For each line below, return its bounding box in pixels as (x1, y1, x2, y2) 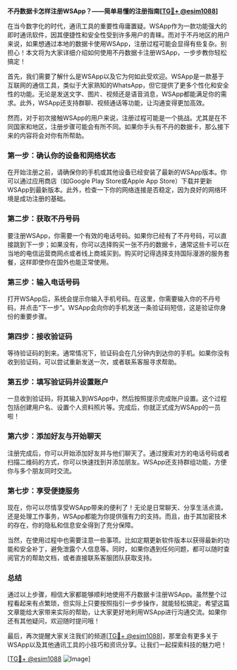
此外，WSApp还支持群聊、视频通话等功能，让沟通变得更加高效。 (19, 99, 209, 107)
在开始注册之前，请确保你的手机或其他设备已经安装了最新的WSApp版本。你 (7, 168, 227, 177)
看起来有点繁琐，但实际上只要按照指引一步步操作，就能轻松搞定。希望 (13, 599, 217, 608)
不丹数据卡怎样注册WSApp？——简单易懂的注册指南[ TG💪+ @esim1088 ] (7, 7, 219, 15)
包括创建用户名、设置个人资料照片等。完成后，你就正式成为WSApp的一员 (7, 403, 221, 412)
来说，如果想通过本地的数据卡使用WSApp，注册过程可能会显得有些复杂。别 (7, 40, 227, 48)
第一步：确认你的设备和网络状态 (7, 150, 116, 160)
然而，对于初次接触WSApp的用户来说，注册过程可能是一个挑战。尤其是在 (7, 114, 221, 122)
